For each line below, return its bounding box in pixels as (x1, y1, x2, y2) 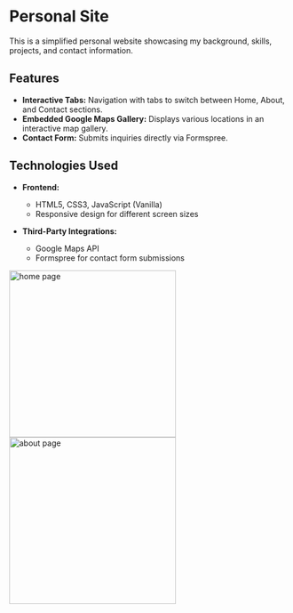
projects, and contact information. (9, 44, 133, 55)
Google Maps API (35, 243, 99, 254)
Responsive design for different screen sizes (35, 208, 199, 219)
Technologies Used (9, 158, 118, 173)
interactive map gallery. (21, 123, 108, 133)
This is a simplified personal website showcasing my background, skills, (9, 36, 273, 46)
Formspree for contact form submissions (35, 252, 185, 263)
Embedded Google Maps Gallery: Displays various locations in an (21, 113, 265, 124)
